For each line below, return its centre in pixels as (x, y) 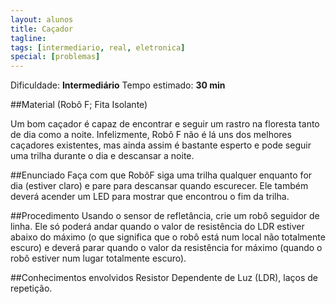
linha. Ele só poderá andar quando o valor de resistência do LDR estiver (157, 227)
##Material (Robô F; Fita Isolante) (79, 105)
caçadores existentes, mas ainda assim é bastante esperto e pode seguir (161, 145)
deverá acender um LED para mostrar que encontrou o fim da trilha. (150, 197)
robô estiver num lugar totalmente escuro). (98, 258)
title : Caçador (42, 29)
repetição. (31, 288)
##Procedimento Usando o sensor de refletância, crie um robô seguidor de (165, 216)
